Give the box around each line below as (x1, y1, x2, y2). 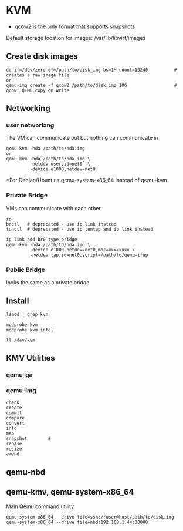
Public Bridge (6, 265, 45, 274)
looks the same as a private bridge (6, 279, 90, 286)
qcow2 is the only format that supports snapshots (14, 23, 135, 30)
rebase (6, 441, 22, 447)
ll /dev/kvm (6, 337, 35, 343)
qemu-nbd (6, 467, 46, 477)
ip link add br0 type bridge (6, 236, 77, 243)
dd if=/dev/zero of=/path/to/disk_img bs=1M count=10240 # (6, 67, 177, 73)
